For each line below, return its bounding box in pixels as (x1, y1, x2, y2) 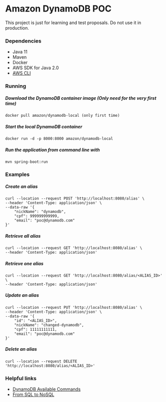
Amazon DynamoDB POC (5, 3, 112, 15)
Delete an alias (5, 346, 37, 352)
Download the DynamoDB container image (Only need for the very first (5, 95, 156, 101)
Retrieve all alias (5, 233, 41, 239)
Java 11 (12, 49, 28, 55)
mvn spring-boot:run (5, 159, 49, 164)
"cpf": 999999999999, (14, 214, 59, 219)
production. (5, 25, 29, 31)
